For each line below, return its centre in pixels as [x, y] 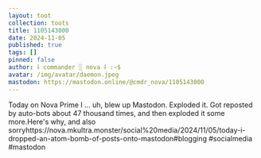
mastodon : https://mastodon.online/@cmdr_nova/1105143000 [106, 82]
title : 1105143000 [39, 30]
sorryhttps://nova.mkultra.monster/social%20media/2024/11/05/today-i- [127, 130]
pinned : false [32, 60]
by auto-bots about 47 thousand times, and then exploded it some [117, 113]
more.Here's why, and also [52, 121]
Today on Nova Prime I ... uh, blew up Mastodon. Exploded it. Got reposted [130, 105]
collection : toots [39, 23]
